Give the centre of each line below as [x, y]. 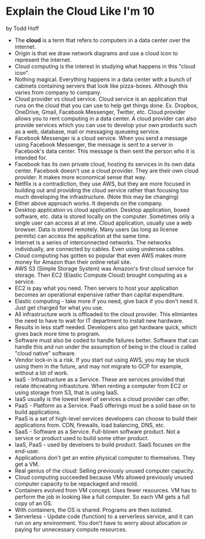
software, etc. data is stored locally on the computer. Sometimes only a [104, 216]
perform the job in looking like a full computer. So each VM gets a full [102, 497]
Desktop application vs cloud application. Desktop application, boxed [102, 209]
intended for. [31, 157]
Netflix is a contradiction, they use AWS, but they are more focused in [102, 184]
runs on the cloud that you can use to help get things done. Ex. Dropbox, [106, 105]
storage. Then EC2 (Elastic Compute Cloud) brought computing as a [101, 275]
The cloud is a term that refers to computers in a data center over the [102, 40]
